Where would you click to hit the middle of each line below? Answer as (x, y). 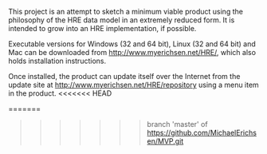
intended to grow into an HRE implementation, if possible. (102, 28)
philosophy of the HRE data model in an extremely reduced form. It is (122, 20)
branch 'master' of (178, 124)
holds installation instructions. (57, 61)
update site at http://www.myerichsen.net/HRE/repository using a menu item (133, 85)
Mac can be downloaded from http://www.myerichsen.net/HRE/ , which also (132, 52)
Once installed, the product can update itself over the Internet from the (124, 76)
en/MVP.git (165, 141)
